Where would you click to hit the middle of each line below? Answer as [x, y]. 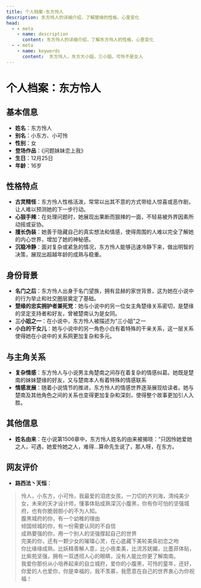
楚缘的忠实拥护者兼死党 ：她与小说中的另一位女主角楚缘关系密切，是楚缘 [104, 306]
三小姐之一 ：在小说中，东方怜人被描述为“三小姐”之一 [80, 321]
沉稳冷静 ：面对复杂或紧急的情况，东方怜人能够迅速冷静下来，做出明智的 [104, 247]
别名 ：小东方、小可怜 [41, 135]
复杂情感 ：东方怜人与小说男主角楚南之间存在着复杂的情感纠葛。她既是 [102, 373]
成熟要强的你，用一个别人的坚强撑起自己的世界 [79, 533]
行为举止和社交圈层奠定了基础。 [60, 299]
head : [13, 23]
